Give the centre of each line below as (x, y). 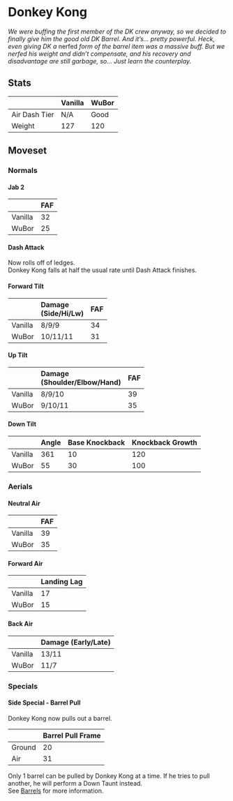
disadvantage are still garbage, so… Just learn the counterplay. (100, 61)
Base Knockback (97, 442)
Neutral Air (24, 503)
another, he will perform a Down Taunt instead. (75, 783)
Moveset (28, 151)
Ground (24, 747)
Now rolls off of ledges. (42, 263)
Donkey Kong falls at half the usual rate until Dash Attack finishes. (103, 270)
